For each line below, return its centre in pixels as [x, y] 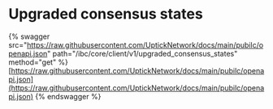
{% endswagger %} [68, 96]
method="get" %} [39, 62]
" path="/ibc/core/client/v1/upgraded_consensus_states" [143, 53]
